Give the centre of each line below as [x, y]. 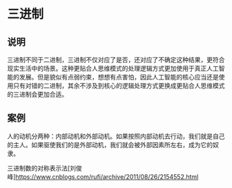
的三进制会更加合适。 [37, 94]
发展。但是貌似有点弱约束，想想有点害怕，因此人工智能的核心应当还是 [119, 77]
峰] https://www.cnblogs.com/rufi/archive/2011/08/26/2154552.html [103, 176]
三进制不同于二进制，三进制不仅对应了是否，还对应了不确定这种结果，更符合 [116, 60]
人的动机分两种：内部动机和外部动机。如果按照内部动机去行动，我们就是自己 [116, 136]
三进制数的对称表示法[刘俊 [45, 168]
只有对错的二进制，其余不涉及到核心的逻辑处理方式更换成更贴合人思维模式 [119, 86]
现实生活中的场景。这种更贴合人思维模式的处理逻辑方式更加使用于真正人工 [113, 68]
